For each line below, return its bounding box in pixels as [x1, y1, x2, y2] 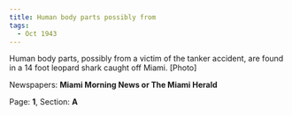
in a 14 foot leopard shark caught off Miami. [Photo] [9, 62, 197, 73]
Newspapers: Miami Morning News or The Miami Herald [9, 80, 219, 91]
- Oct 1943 [17, 29, 58, 38]
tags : [9, 21, 29, 30]
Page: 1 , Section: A [9, 97, 78, 107]
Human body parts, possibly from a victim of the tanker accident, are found [9, 54, 284, 64]
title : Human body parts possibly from [9, 12, 157, 22]
